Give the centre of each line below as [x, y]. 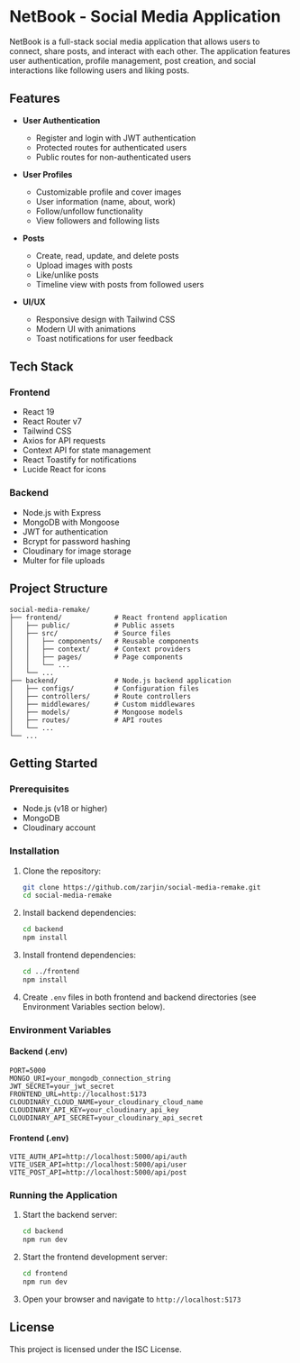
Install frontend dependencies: [79, 955]
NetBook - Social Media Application [145, 17]
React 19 [38, 412]
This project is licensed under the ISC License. [95, 1349]
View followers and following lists [98, 220]
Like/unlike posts [67, 274]
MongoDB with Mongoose [71, 522]
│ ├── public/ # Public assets [92, 625]
